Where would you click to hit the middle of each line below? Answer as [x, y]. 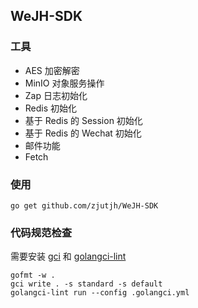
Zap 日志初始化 [56, 95]
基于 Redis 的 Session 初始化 [83, 120]
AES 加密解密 [52, 70]
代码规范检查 [41, 232]
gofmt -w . [33, 275]
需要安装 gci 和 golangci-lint [68, 256]
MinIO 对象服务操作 [64, 83]
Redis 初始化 [51, 108]
